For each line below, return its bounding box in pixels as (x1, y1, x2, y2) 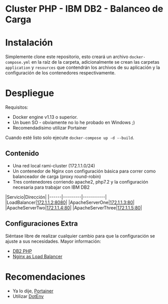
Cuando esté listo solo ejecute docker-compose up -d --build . (5, 135, 135, 141)
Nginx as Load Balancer (12, 253, 63, 259)
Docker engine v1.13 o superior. (12, 114, 78, 120)
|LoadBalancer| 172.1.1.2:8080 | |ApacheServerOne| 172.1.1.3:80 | (5, 199, 135, 205)
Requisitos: (5, 104, 29, 110)
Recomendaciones (5, 271, 86, 282)
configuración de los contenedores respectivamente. (5, 70, 116, 76)
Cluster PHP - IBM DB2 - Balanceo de (5, 3, 163, 15)
